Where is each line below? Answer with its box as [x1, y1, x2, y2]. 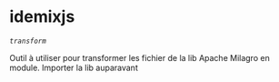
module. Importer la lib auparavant [9, 62, 138, 73]
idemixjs [9, 6, 75, 27]
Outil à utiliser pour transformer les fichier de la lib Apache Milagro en [9, 52, 270, 63]
